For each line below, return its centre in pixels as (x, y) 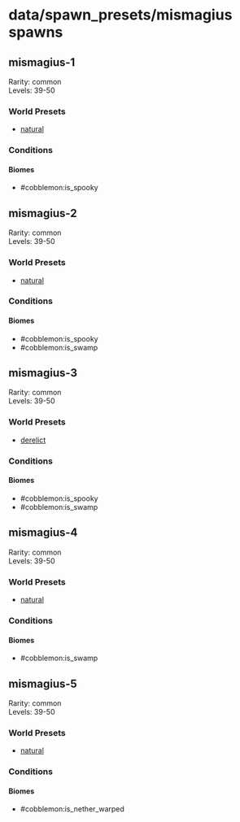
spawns (36, 32)
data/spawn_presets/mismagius (120, 15)
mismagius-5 (43, 683)
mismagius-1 (42, 62)
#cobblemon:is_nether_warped (72, 809)
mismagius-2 (43, 213)
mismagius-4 (43, 533)
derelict (33, 440)
